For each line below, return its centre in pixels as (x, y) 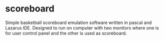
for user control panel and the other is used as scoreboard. (66, 33)
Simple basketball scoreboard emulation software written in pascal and (78, 22)
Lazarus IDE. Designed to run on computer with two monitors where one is (82, 27)
